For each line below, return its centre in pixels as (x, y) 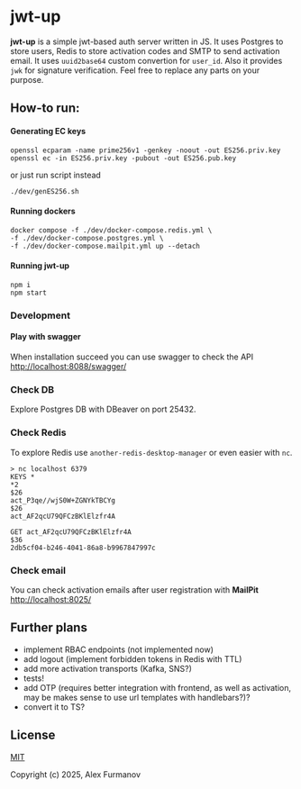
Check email (38, 570)
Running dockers (43, 211)
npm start (29, 293)
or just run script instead (56, 175)
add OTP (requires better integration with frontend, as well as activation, (157, 687)
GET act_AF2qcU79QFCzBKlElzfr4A (71, 532)
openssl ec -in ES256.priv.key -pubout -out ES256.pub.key (123, 158)
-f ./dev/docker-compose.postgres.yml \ (87, 238)
